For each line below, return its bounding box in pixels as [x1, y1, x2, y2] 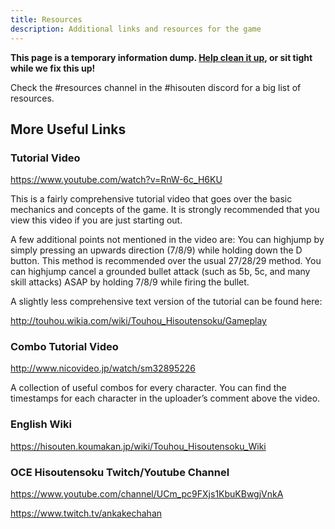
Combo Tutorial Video [10, 340, 119, 354]
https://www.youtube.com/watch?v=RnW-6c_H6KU [10, 174, 223, 186]
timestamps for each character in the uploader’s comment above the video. [10, 392, 321, 405]
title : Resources [10, 14, 83, 25]
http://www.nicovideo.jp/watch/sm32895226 [10, 362, 197, 375]
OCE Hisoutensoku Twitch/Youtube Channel [10, 465, 230, 479]
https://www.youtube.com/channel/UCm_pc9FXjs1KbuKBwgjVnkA [10, 488, 284, 500]
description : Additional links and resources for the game [10, 24, 262, 34]
